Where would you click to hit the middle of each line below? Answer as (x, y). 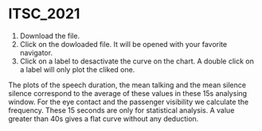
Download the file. (50, 36)
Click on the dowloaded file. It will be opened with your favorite (123, 44)
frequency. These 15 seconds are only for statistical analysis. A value (121, 110)
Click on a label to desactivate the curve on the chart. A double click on (137, 61)
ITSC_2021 (44, 14)
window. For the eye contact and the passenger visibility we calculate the (129, 102)
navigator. (36, 52)
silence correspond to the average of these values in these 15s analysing (128, 93)
